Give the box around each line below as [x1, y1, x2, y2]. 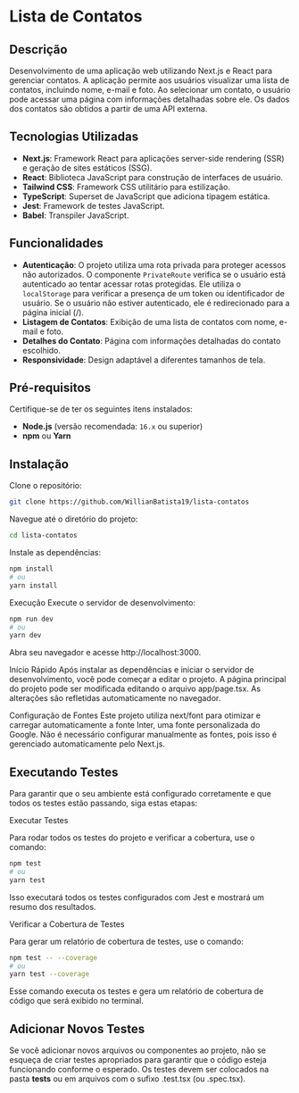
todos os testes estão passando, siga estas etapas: [9, 797, 198, 809]
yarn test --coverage [9, 970, 90, 979]
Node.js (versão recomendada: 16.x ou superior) [21, 421, 203, 432]
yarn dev [9, 631, 42, 640]
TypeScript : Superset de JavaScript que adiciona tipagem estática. [21, 190, 270, 202]
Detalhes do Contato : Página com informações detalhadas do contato [21, 335, 281, 346]
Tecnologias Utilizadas [9, 129, 139, 145]
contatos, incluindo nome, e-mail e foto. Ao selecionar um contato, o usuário [9, 85, 291, 95]
